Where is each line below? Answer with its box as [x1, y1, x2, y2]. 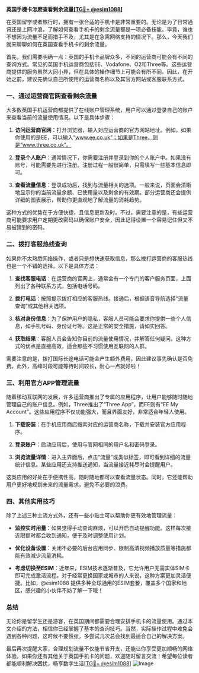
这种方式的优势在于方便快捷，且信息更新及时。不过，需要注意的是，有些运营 [6, 209, 193, 216]
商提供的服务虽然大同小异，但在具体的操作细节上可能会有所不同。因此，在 [6, 68, 188, 75]
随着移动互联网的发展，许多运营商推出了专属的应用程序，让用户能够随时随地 [6, 393, 193, 400]
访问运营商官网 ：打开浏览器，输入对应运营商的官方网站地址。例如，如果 [14, 127, 191, 134]
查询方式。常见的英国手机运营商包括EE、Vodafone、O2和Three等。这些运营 [6, 61, 192, 68]
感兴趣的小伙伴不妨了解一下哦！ [25, 587, 104, 594]
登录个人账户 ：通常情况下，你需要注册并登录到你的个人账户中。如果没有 [14, 154, 191, 161]
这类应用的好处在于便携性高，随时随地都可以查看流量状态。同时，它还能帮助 [6, 473, 193, 481]
